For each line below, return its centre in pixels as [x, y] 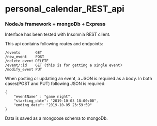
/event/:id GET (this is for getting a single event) [64, 65]
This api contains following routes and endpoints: [54, 44]
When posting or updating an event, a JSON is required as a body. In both [79, 79]
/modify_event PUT [24, 70]
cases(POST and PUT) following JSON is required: [55, 84]
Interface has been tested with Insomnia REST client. [58, 34]
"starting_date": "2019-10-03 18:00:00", [56, 101]
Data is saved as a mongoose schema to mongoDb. [56, 118]
